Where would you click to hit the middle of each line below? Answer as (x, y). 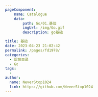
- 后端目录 (19, 59)
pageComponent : (21, 10)
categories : (17, 55)
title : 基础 (16, 41)
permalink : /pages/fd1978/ (33, 50)
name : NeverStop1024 (30, 82)
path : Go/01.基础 (39, 23)
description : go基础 (43, 32)
